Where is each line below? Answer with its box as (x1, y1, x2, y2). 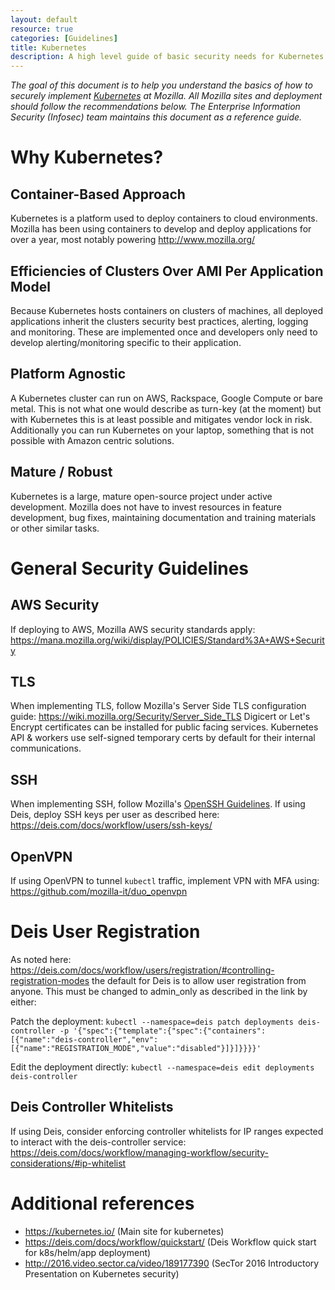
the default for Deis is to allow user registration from (91, 974, 307, 986)
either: (10, 996, 37, 1008)
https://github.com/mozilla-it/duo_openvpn (10, 886, 188, 897)
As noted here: (10, 953, 72, 965)
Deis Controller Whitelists (10, 1099, 174, 1116)
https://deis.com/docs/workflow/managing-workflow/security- (10, 1146, 269, 1158)
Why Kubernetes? (10, 146, 164, 169)
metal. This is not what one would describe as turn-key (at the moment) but (10, 402, 322, 415)
